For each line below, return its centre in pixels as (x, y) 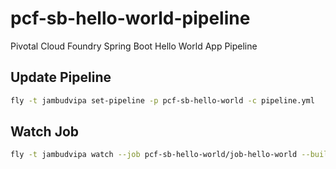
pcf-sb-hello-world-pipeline (130, 18)
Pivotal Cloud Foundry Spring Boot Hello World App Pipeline (134, 46)
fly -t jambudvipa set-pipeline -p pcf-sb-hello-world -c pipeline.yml (162, 100)
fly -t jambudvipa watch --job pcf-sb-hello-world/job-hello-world (154, 155)
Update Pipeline (61, 77)
